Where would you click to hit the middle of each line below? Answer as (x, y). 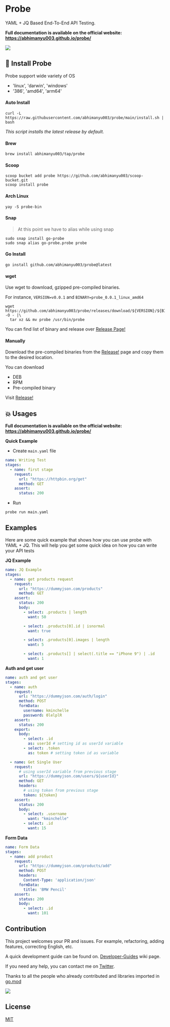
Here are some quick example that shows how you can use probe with (78, 540)
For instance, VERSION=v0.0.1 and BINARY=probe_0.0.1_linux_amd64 (74, 297)
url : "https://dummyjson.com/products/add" (65, 866)
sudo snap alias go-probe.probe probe (46, 243)
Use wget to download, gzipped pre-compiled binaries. (63, 288)
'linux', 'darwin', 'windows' (40, 85)
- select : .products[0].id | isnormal (64, 626)
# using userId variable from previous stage (67, 771)
